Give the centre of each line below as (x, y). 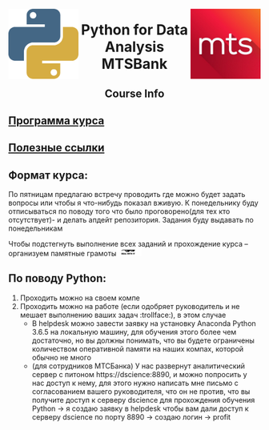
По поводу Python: (57, 278)
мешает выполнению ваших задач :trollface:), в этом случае (123, 315)
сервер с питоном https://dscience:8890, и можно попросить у (139, 374)
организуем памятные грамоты (62, 253)
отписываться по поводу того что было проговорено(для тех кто (119, 211)
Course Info (134, 93)
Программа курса (56, 121)
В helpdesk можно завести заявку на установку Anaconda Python (144, 323)
